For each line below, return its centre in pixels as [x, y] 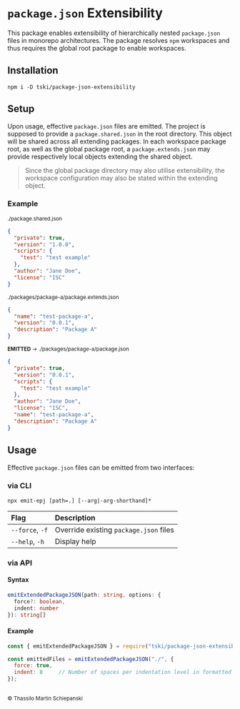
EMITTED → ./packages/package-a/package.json [69, 349]
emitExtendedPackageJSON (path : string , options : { [84, 595]
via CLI [20, 486]
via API [20, 563]
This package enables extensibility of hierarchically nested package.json [114, 33]
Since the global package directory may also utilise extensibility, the [125, 170]
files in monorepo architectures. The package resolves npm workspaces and [119, 40]
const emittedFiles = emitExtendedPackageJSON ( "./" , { [91, 659]
